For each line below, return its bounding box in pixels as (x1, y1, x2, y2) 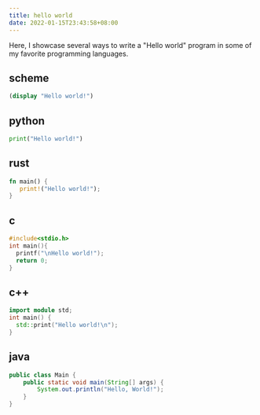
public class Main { (9, 371, 77, 379)
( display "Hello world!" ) (9, 92, 93, 101)
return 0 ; (16, 256, 48, 264)
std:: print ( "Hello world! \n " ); (16, 321, 119, 329)
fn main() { (9, 178, 48, 185)
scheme (9, 72, 49, 85)
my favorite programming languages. (9, 49, 129, 58)
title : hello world (9, 11, 73, 20)
